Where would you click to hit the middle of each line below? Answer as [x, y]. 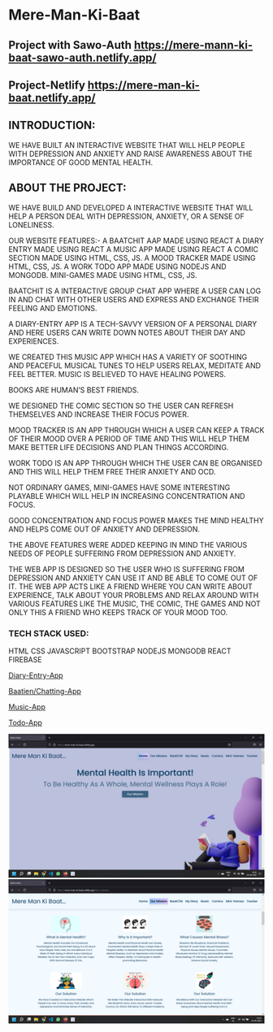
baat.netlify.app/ [52, 98]
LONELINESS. [31, 224]
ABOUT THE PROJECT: [67, 188]
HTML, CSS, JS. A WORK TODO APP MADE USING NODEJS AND [117, 267]
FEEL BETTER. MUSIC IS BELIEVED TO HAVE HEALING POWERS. [117, 374]
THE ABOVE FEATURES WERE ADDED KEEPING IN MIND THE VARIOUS [128, 544]
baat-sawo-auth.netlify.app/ [82, 57]
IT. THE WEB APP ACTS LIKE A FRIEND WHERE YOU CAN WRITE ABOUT [131, 586]
